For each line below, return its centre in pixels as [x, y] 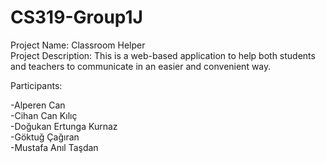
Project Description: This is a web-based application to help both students [163, 55]
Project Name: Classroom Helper [78, 45]
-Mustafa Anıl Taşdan [54, 147]
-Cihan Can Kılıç [44, 115]
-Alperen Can [38, 105]
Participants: [36, 85]
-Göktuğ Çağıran [45, 137]
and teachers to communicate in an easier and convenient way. [141, 66]
